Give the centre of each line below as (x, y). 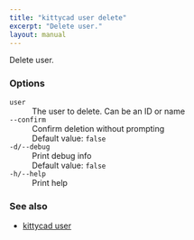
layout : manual (38, 34)
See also (28, 206)
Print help (50, 182)
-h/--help (28, 174)
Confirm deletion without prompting (98, 128)
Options (27, 84)
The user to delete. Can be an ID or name (109, 111)
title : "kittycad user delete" (68, 18)
